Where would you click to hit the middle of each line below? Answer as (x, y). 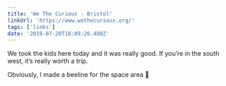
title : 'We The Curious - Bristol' (60, 14)
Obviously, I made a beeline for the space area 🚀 (78, 75)
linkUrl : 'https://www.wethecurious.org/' (71, 20)
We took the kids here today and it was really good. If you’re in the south (113, 54)
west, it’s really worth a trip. (48, 61)
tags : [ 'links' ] (31, 27)
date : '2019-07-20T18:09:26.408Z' (59, 33)
